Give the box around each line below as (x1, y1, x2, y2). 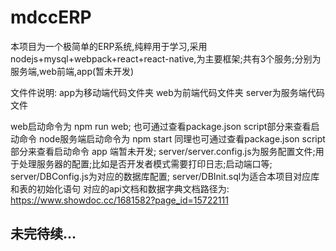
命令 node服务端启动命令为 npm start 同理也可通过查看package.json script (18, 132, 326, 145)
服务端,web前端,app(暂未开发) (10, 65, 135, 77)
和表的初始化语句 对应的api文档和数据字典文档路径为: (10, 182, 230, 195)
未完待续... (10, 226, 77, 243)
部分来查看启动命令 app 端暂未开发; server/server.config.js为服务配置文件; (10, 145, 316, 157)
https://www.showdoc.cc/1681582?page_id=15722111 (10, 194, 229, 206)
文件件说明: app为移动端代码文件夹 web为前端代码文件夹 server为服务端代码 (10, 86, 325, 98)
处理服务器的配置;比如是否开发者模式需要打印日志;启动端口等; (18, 157, 273, 170)
